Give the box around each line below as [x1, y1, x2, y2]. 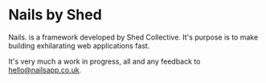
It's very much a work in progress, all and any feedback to [8, 56, 201, 66]
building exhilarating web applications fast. [8, 40, 150, 50]
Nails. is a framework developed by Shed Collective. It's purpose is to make [8, 32, 259, 42]
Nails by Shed [8, 6, 102, 24]
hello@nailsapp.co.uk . [8, 64, 82, 74]
